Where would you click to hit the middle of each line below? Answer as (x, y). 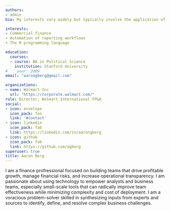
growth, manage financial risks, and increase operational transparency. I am (85, 176)
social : (14, 104)
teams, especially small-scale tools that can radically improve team (76, 187)
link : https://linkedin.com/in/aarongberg (56, 133)
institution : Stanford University (51, 66)
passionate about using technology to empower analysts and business (79, 181)
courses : (19, 57)
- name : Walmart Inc (27, 90)
